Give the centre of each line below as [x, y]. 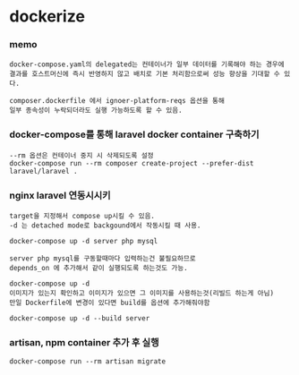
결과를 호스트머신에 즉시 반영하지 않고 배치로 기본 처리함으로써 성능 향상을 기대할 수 [145, 74]
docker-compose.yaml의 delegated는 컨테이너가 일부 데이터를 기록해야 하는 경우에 [147, 64]
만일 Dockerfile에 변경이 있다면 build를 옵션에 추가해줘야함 [110, 303]
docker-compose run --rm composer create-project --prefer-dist [132, 163]
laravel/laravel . [43, 171]
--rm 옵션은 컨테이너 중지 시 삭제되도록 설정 [81, 155]
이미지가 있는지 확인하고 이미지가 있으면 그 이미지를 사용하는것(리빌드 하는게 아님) [142, 294]
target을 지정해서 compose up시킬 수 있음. [82, 217]
